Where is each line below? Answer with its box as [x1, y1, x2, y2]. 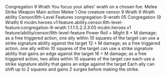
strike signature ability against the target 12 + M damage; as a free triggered [5, 40, 161, 46]
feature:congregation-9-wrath [5, 25, 67, 30]
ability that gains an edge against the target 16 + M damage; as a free [5, 51, 147, 56]
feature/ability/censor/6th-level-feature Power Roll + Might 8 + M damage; [5, 30, 157, 35]
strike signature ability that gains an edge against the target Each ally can [5, 61, 155, 67]
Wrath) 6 [5, 20, 23, 25]
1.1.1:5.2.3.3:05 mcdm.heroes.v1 [67, 25, 131, 30]
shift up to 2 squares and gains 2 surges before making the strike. [5, 66, 140, 72]
